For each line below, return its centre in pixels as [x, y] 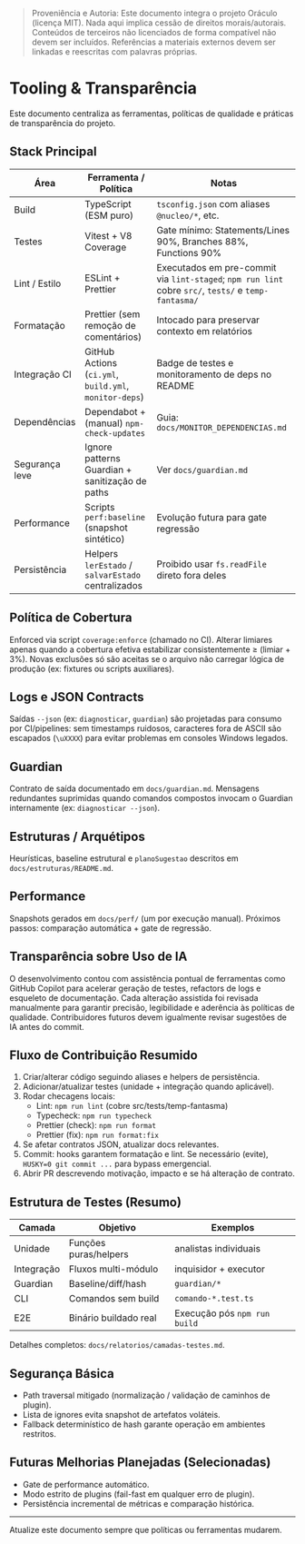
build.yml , [107, 385]
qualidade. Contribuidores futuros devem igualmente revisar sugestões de [148, 1017]
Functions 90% [189, 252]
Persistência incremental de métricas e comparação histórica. [138, 1503]
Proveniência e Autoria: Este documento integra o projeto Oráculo [154, 13]
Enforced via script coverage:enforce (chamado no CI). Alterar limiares [141, 639]
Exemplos [233, 1228]
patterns [103, 458]
